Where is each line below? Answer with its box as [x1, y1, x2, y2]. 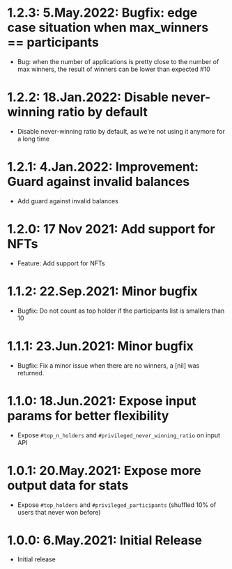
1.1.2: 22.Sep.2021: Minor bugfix [7, 283, 199, 299]
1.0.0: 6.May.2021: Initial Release [7, 532, 203, 548]
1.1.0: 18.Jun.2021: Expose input [7, 393, 196, 409]
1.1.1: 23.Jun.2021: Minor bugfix [7, 338, 194, 354]
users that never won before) [17, 508, 101, 516]
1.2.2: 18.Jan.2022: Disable [7, 89, 169, 105]
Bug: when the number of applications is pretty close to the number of [17, 57, 219, 65]
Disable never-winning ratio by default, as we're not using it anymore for [17, 127, 225, 135]
